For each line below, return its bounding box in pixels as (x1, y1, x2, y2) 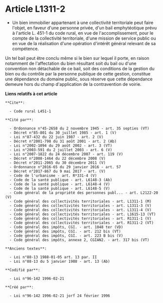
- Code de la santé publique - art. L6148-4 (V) (9, 181, 110, 187)
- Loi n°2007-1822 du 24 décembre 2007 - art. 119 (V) (9, 151, 123, 156)
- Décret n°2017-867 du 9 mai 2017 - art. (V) (9, 169, 106, 174)
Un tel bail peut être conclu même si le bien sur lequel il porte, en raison (5, 55, 150, 61)
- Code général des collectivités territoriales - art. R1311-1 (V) (9, 216, 152, 221)
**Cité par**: (5, 117, 34, 122)
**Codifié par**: (5, 267, 41, 273)
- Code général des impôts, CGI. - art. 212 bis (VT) (9, 229, 121, 234)
